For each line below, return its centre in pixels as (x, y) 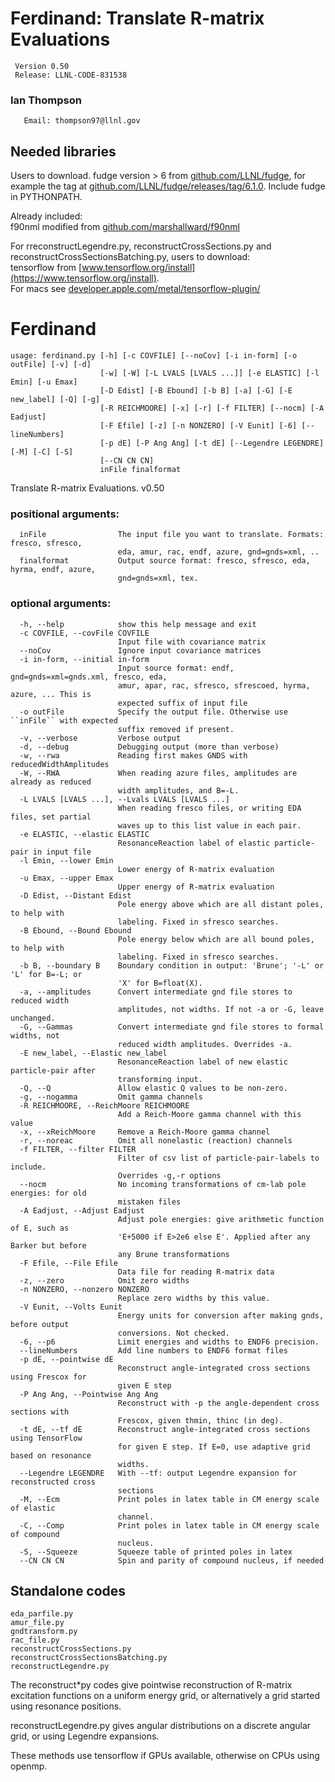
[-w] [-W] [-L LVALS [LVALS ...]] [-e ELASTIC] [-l (209, 373)
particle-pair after (53, 1070)
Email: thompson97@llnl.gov (82, 121)
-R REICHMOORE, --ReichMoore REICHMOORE (104, 1105)
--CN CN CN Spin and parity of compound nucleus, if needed (172, 1560)
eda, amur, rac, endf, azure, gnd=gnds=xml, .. (218, 552)
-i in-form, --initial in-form (84, 659)
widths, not (35, 1035)
